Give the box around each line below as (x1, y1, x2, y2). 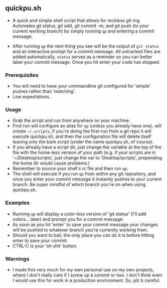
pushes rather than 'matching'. (12, 88, 76, 94)
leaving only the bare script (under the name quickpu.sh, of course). (12, 139, 154, 145)
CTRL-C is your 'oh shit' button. (12, 243, 78, 249)
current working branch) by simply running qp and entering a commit (12, 28, 154, 34)
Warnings (5, 255, 30, 262)
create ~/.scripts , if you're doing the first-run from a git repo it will (12, 128, 151, 134)
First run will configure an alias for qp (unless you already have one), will (12, 123, 161, 129)
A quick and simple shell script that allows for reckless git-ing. (12, 17, 141, 23)
